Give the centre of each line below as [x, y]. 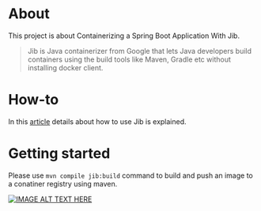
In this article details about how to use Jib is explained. [98, 121]
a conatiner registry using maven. [63, 183]
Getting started [59, 154]
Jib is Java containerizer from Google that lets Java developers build [139, 51]
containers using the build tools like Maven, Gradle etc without [129, 59]
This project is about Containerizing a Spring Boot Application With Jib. [124, 36]
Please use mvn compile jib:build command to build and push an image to [130, 175]
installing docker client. [65, 67]
